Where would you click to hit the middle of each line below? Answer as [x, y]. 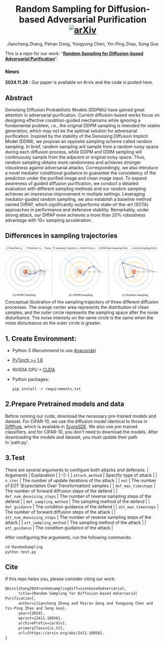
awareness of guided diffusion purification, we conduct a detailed [72, 184]
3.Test [15, 458]
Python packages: [31, 379]
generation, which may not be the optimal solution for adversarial [71, 131]
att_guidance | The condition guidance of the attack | [59, 528]
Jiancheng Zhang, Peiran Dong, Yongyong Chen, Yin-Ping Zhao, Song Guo [83, 44]
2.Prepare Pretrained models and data [65, 404]
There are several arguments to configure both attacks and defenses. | [77, 470]
